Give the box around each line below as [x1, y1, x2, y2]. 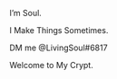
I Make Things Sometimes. [9, 25, 109, 35]
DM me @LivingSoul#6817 [9, 42, 108, 53]
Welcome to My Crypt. [9, 60, 93, 70]
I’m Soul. [9, 8, 43, 18]
